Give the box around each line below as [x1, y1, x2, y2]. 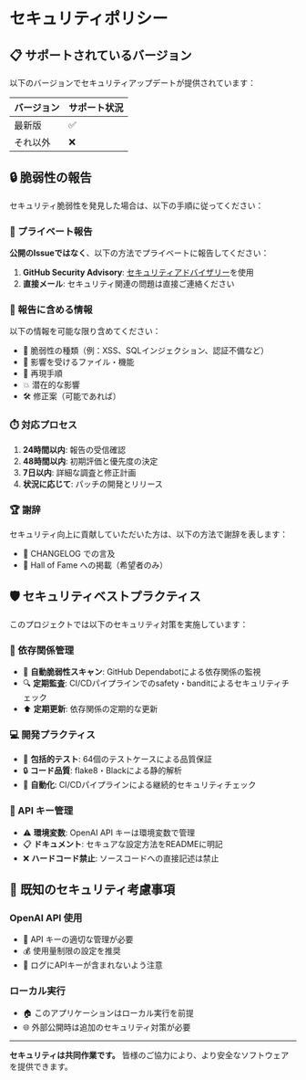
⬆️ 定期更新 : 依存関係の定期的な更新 [22, 704, 158, 715]
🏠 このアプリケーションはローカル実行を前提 [22, 1007, 194, 1018]
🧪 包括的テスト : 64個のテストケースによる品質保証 [22, 754, 212, 765]
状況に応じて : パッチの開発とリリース [22, 478, 164, 489]
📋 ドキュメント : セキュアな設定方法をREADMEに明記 [22, 838, 223, 849]
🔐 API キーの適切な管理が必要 [22, 934, 134, 945]
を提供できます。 [9, 1061, 73, 1072]
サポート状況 [67, 101, 124, 114]
